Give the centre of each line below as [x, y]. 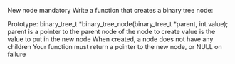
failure [17, 54]
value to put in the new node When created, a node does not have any [110, 39]
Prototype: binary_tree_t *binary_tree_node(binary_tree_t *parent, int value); [118, 24]
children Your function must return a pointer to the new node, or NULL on [115, 47]
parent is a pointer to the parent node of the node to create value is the [111, 32]
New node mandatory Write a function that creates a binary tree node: [110, 10]
